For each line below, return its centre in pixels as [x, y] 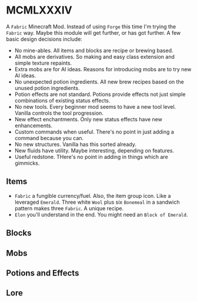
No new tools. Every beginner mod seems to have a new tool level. [95, 107]
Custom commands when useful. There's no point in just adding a [94, 132]
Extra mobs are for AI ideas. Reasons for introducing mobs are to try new [103, 69]
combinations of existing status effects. [62, 100]
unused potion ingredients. [47, 88]
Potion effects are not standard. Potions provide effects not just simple [100, 94]
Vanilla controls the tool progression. [59, 113]
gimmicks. [27, 163]
